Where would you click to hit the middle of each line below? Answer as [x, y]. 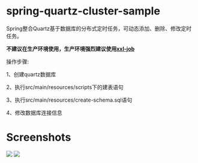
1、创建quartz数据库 [31, 74]
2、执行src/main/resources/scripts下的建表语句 [65, 87]
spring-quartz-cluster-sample [83, 11]
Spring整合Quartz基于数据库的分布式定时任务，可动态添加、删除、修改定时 [99, 28]
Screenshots [39, 137]
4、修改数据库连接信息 [34, 112]
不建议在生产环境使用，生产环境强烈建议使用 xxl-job [70, 49]
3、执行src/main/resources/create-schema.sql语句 [69, 100]
